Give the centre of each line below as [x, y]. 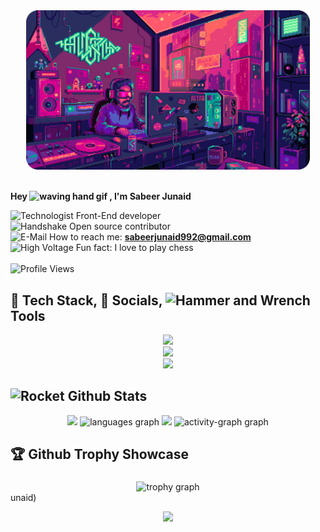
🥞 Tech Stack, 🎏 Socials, [86, 300]
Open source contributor [120, 226]
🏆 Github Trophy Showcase [100, 454]
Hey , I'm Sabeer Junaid [101, 196]
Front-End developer [118, 216]
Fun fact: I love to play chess [134, 248]
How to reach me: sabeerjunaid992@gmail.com [150, 237]
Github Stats [107, 396]
